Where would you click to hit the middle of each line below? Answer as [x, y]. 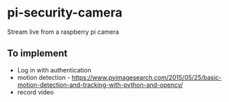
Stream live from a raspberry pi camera [63, 32]
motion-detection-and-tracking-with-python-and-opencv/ [100, 85]
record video [35, 92]
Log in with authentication [54, 70]
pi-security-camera [65, 13]
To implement [37, 53]
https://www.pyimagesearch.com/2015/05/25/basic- [147, 77]
